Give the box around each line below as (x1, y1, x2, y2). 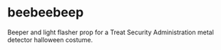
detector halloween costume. (7, 35, 93, 44)
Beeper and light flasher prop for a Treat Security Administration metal (7, 28, 214, 36)
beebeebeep (7, 4, 84, 21)
